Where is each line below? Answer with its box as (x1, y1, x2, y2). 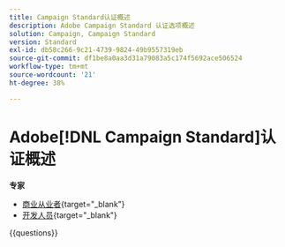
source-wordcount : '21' (9, 71, 97, 79)
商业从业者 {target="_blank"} (21, 198, 125, 209)
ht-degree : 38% (9, 79, 65, 87)
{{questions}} (9, 227, 59, 238)
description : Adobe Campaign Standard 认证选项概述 (9, 21, 196, 30)
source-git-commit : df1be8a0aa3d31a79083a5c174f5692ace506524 (9, 54, 243, 63)
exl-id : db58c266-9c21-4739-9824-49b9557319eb (9, 46, 184, 55)
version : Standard (9, 37, 77, 47)
